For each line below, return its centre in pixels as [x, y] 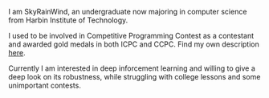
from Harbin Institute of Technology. [68, 20]
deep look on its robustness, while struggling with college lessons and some [134, 77]
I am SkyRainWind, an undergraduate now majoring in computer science [128, 12]
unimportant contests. [45, 85]
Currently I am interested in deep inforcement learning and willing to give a [132, 68]
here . [17, 53]
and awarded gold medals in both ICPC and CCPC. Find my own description [134, 44]
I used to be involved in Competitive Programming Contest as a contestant [131, 36]
